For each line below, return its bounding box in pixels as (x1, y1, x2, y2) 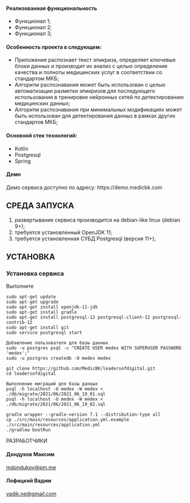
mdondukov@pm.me (6, 464, 57, 471)
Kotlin (14, 145, 29, 152)
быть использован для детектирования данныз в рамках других (14, 112, 176, 119)
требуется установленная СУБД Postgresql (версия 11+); (14, 235, 156, 242)
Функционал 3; (14, 30, 53, 37)
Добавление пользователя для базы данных (6, 340, 109, 346)
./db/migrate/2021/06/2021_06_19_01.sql (6, 391, 106, 397)
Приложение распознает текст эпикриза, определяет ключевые (14, 56, 176, 64)
